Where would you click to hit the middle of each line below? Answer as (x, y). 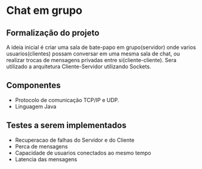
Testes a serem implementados (66, 125)
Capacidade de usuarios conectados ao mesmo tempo (83, 153)
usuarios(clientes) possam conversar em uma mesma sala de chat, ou (93, 54)
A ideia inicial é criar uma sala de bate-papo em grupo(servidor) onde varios (101, 47)
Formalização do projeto (53, 33)
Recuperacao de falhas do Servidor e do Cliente (74, 140)
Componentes (34, 85)
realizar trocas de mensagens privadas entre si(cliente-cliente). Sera (91, 60)
